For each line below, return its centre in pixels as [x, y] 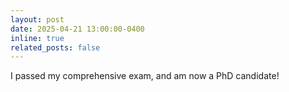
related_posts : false [55, 47]
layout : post [37, 19]
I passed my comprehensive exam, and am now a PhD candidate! [145, 76]
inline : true [37, 38]
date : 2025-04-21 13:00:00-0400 [77, 29]
